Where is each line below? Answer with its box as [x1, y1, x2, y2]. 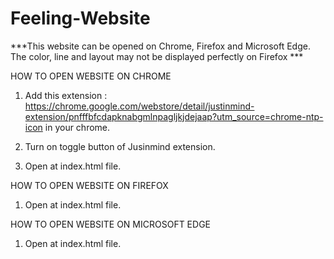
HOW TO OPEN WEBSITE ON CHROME [10, 70, 172, 82]
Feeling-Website [10, 7, 151, 30]
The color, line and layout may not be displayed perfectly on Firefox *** [10, 50, 304, 62]
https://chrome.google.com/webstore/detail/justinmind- [24, 100, 255, 112]
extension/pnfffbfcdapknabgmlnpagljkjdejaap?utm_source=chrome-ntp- [24, 110, 324, 122]
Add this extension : [24, 89, 108, 101]
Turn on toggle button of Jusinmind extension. [24, 140, 216, 152]
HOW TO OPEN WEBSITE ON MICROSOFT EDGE [10, 218, 211, 230]
